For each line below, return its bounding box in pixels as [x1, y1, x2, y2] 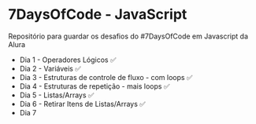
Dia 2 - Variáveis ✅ [19, 64, 81, 73]
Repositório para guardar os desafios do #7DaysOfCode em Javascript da [8, 31, 248, 41]
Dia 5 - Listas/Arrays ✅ [19, 90, 95, 100]
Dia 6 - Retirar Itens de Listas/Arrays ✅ [19, 99, 146, 108]
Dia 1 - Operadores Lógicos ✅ [19, 55, 117, 64]
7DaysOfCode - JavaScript [8, 5, 187, 24]
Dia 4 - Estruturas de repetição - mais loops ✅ [19, 81, 170, 91]
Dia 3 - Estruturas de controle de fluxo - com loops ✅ [19, 72, 193, 82]
